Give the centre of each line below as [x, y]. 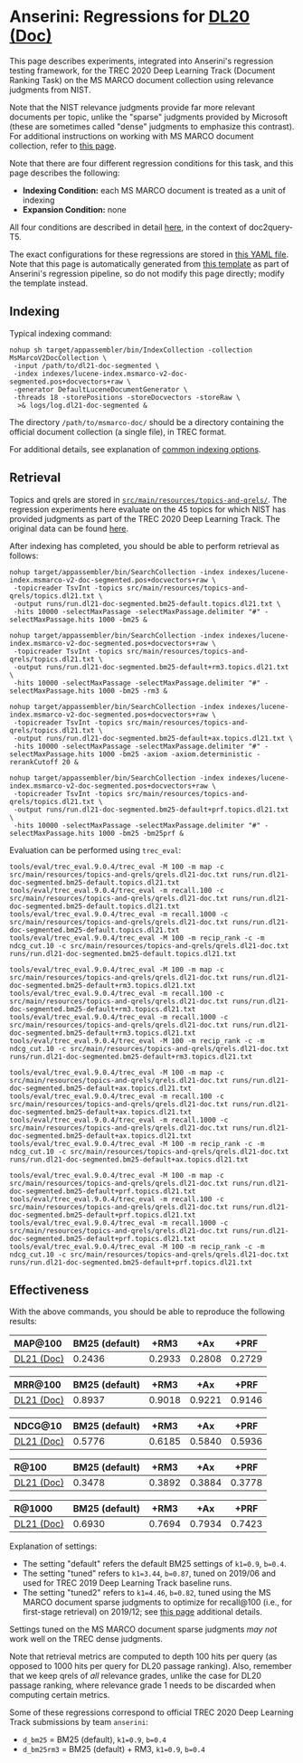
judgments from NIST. [50, 90]
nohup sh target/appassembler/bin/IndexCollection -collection [131, 350]
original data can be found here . [69, 528]
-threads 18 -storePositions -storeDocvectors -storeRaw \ [127, 397]
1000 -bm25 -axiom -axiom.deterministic [175, 754]
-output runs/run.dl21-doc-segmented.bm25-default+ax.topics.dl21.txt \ [153, 738]
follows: [24, 555]
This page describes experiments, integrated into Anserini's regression [142, 61]
